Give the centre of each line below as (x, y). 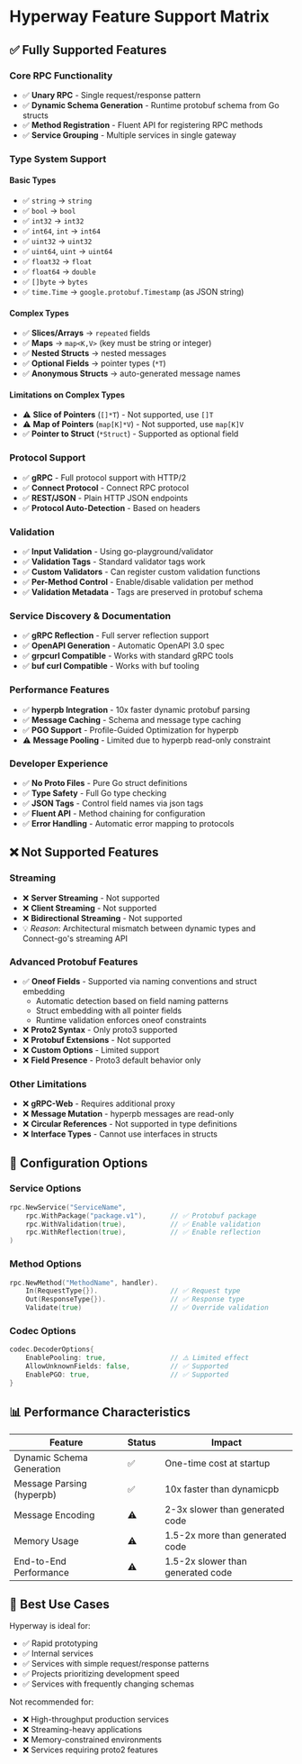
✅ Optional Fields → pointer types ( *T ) (94, 363)
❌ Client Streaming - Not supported (89, 908)
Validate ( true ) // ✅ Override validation (147, 1308)
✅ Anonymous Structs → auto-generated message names (131, 374)
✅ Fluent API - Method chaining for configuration (114, 813)
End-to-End (40, 1561)
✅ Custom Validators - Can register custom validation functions (141, 571)
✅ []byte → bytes (55, 282)
